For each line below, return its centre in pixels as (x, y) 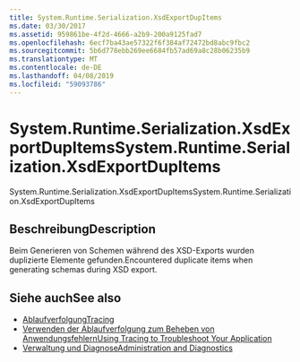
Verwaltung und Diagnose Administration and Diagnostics (127, 348)
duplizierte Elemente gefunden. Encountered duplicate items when (131, 260)
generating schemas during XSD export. (83, 270)
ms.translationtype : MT (54, 59)
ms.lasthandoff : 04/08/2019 (62, 76)
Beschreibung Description (83, 229)
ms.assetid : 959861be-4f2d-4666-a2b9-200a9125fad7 (106, 34)
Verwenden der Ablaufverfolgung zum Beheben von (118, 329)
